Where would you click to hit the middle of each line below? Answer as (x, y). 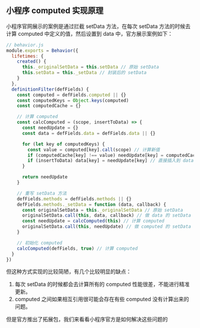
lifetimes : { (28, 56)
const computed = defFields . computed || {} (72, 95)
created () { (32, 61)
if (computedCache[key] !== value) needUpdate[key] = (96, 155)
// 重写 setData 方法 (42, 193)
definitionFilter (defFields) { (50, 89)
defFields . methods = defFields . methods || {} (74, 199)
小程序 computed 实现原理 (55, 11)
